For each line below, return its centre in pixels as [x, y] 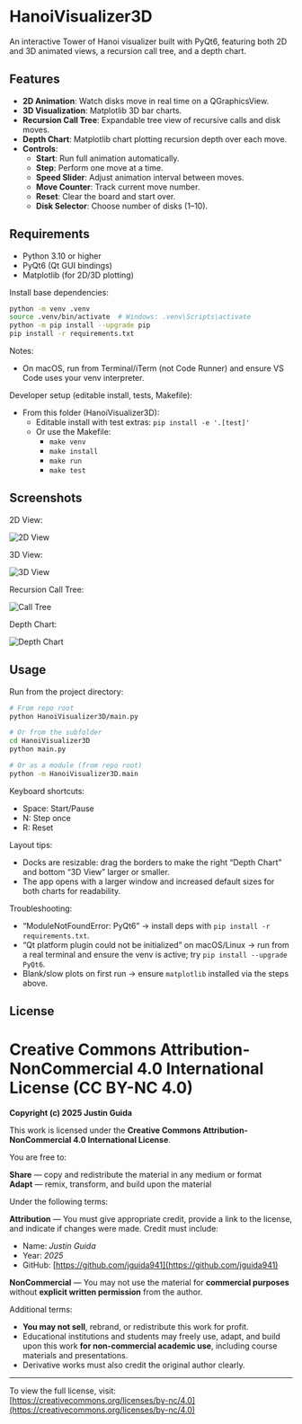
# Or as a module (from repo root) [76, 765]
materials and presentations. [75, 1356]
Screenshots [46, 498]
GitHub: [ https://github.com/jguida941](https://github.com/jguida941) [150, 1265]
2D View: [26, 519]
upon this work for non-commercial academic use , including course [150, 1346]
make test [67, 471]
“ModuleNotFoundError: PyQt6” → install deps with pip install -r [146, 925]
